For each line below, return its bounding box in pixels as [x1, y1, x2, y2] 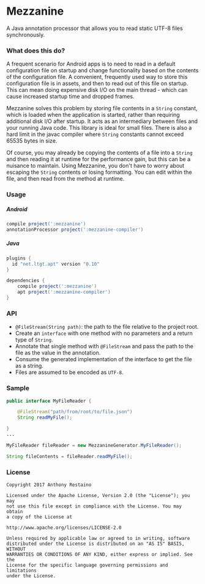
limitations [6, 567, 37, 574]
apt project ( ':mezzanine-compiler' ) [17, 289, 111, 295]
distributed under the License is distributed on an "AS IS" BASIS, [6, 541, 185, 547]
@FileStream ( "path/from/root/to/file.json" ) [17, 409, 133, 415]
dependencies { [6, 277, 45, 284]
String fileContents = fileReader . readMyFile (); [6, 453, 133, 460]
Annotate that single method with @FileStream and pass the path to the [15, 343, 194, 350]
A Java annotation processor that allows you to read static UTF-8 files [6, 24, 183, 32]
